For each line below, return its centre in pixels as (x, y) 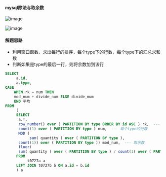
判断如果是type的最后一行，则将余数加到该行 (58, 65)
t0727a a (36, 161)
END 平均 (22, 101)
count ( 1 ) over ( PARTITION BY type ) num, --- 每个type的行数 (83, 129)
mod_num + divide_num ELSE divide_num (54, 97)
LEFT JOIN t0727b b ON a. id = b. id (53, 165)
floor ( (25, 147)
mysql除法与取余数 (25, 7)
